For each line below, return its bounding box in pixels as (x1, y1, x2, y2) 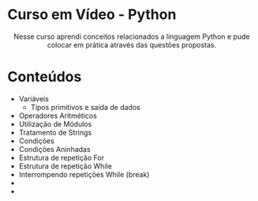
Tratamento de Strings (18, 127, 92, 137)
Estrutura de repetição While (18, 161, 112, 171)
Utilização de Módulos (18, 119, 92, 128)
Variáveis (18, 93, 49, 104)
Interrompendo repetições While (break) (18, 169, 150, 179)
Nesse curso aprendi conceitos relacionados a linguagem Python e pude (13, 32, 250, 41)
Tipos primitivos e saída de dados (30, 102, 141, 112)
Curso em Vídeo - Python (7, 6, 177, 24)
